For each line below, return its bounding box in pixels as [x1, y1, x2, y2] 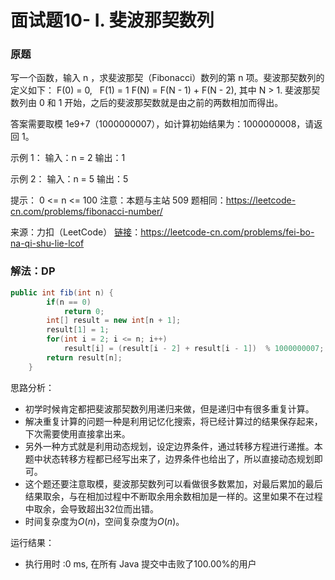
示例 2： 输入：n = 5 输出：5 [10, 173, 129, 185]
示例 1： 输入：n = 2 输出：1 [10, 152, 126, 164]
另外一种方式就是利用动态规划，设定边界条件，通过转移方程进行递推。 [24, 440, 315, 452]
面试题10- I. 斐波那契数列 [10, 9, 215, 32]
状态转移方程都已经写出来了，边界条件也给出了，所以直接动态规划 [42, 452, 315, 465]
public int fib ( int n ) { [10, 287, 114, 298]
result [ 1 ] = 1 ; [46, 325, 110, 335]
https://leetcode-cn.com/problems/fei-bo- [140, 226, 315, 238]
